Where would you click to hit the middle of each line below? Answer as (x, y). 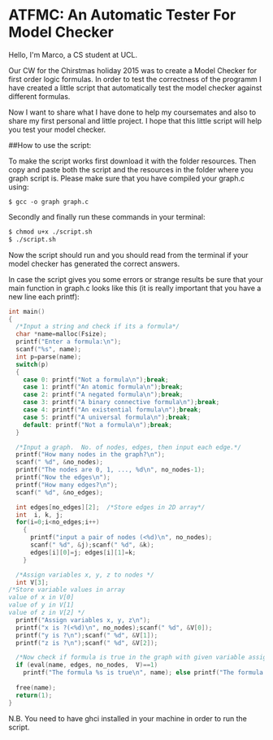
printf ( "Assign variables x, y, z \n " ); (83, 620)
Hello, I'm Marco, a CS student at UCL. (73, 54)
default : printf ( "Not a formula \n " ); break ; (98, 424)
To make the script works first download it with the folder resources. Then (132, 161)
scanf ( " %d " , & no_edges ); (60, 492)
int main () (27, 311)
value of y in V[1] (41, 605)
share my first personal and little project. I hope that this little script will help (135, 120)
